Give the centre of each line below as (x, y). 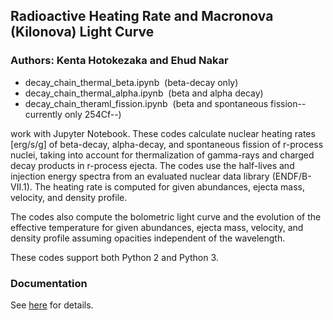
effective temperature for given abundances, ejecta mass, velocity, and (157, 227)
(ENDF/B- (291, 176)
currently (43, 114)
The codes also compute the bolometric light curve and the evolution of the (166, 216)
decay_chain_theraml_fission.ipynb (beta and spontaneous (146, 103)
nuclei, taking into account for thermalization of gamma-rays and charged (162, 155)
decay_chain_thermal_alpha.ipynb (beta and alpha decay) (144, 93)
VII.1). (21, 186)
